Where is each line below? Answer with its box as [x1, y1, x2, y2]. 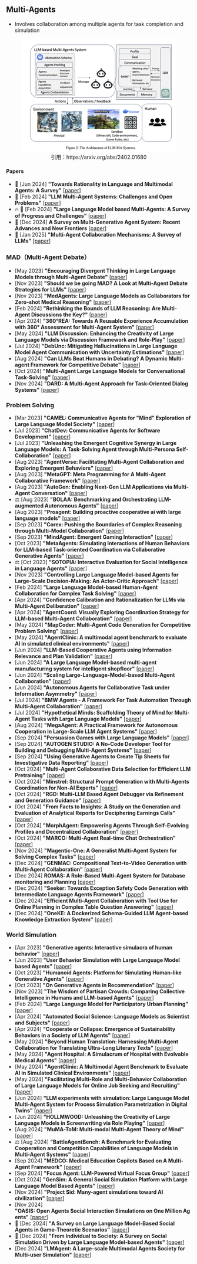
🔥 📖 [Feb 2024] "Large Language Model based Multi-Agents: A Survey [14, 206, 191, 213]
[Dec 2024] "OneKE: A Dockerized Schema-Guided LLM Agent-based [14, 910, 189, 917]
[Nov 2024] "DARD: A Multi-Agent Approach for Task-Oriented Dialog [14, 380, 188, 387]
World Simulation [6, 931, 57, 939]
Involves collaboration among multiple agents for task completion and [14, 20, 183, 27]
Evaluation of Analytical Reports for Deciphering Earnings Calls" [14, 810, 176, 817]
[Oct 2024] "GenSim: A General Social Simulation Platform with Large [14, 1176, 188, 1183]
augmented [14, 502, 44, 509]
